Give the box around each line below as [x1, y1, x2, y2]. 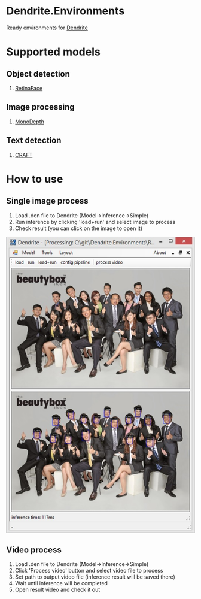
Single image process [6, 196, 89, 206]
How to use [6, 172, 63, 186]
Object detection [6, 69, 71, 79]
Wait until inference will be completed [14, 579, 108, 586]
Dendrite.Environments [6, 4, 125, 18]
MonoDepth [14, 118, 45, 125]
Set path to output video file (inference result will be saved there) [14, 573, 175, 580]
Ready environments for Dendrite [6, 24, 88, 31]
